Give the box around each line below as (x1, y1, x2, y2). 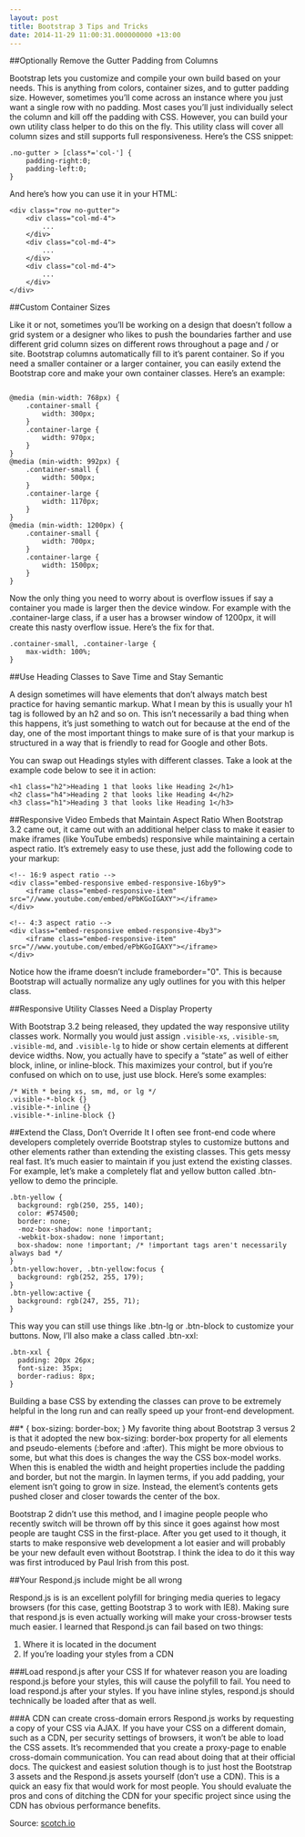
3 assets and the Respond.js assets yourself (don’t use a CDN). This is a (9, 1771, 280, 1782)
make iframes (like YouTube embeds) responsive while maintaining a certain (9, 834, 295, 845)
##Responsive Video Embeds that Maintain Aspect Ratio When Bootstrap (9, 815, 284, 826)
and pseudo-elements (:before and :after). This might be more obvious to (9, 1442, 284, 1453)
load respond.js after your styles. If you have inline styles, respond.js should (9, 1686, 295, 1697)
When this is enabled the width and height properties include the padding (9, 1462, 285, 1473)
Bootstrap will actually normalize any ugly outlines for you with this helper (9, 976, 286, 987)
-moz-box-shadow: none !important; (17, 1225, 153, 1235)
